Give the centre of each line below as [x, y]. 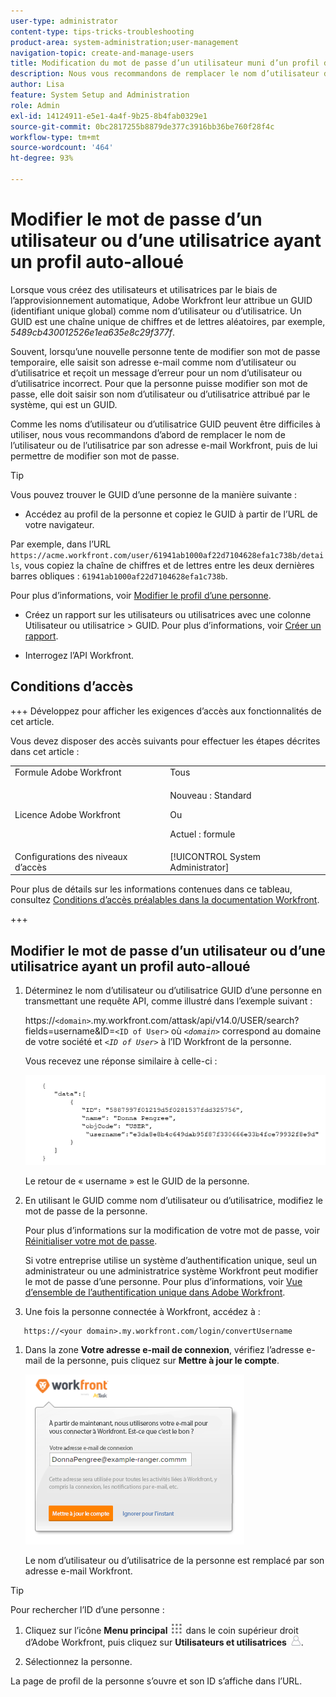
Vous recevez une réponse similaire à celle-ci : [121, 1061]
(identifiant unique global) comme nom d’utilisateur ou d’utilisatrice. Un [156, 311]
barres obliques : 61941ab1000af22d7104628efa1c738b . [119, 576]
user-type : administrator [64, 21]
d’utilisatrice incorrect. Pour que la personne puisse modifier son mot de [159, 383]
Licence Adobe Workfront [67, 814]
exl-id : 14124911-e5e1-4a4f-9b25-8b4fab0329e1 [109, 116]
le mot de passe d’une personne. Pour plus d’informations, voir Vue [163, 1281]
